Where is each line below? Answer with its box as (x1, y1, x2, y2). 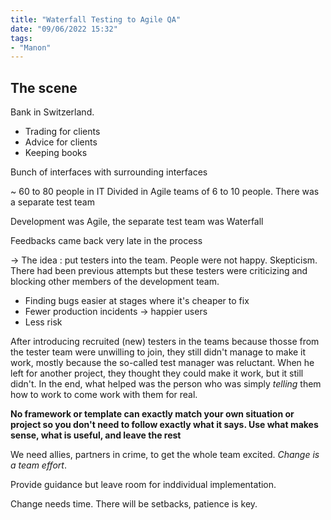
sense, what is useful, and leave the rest (10, 429, 182, 441)
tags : (10, 33, 33, 43)
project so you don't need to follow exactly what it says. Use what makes (10, 419, 319, 431)
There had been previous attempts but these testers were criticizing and (10, 265, 308, 277)
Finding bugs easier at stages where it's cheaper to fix (24, 295, 250, 307)
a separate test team (10, 196, 95, 208)
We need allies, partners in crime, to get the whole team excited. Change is (10, 449, 320, 461)
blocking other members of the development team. (10, 276, 220, 288)
